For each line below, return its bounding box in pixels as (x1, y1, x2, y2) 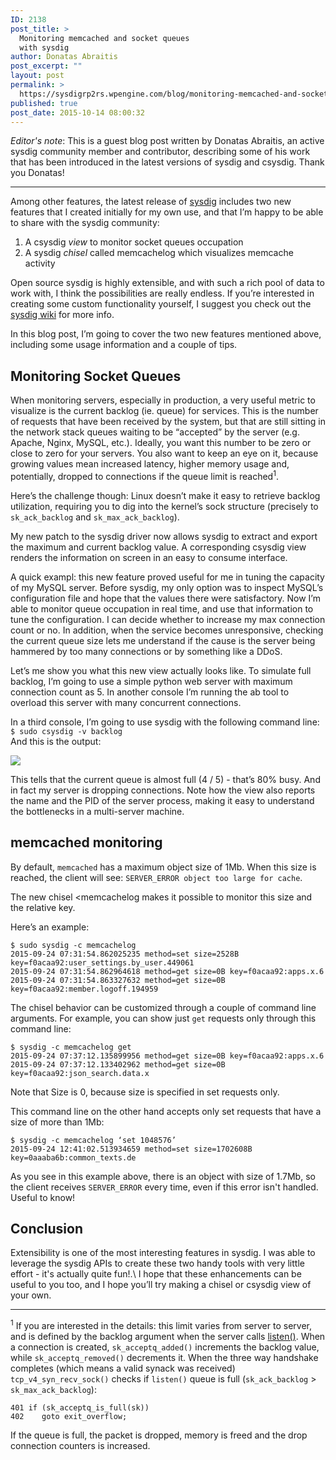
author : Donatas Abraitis (10, 52, 118, 62)
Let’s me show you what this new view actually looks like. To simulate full (10, 664, 312, 676)
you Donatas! (10, 167, 65, 179)
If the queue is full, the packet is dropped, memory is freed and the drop (10, 1429, 308, 1441)
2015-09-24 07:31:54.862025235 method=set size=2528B (10, 949, 240, 959)
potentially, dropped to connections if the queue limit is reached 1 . (10, 469, 279, 482)
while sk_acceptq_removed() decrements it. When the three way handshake (10, 1352, 319, 1364)
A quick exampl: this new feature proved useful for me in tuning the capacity (10, 571, 325, 583)
